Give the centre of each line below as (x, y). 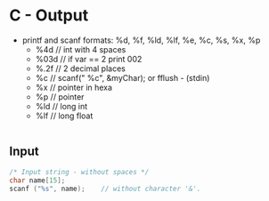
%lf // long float (64, 116)
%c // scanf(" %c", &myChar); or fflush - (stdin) (122, 77)
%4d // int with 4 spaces (81, 49)
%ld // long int (61, 106)
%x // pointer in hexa (74, 87)
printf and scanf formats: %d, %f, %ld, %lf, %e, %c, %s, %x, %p (141, 40)
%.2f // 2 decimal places (81, 68)
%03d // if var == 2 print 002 (89, 59)
